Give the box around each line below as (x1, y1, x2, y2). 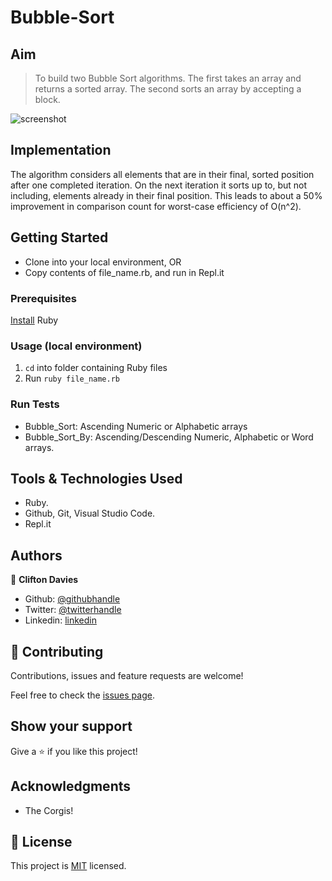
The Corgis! (24, 804, 74, 816)
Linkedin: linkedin (24, 614, 97, 626)
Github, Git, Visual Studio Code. (24, 507, 156, 520)
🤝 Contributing (10, 643, 104, 660)
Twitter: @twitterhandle (24, 604, 122, 616)
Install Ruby (10, 314, 59, 326)
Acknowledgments (10, 778, 132, 795)
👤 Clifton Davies (10, 574, 79, 586)
